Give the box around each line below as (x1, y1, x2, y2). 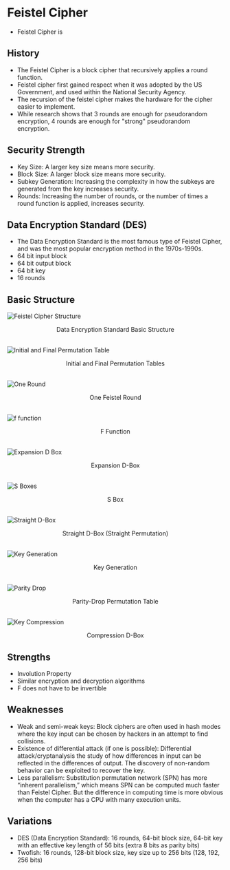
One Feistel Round (89, 394, 141, 402)
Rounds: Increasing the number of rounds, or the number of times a (16, 191, 208, 200)
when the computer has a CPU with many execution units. (16, 795, 181, 803)
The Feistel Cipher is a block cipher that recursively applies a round (16, 65, 208, 74)
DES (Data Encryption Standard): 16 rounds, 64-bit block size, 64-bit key (16, 834, 223, 842)
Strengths (7, 651, 51, 663)
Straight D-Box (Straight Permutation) (62, 529, 169, 538)
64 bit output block (16, 259, 71, 268)
